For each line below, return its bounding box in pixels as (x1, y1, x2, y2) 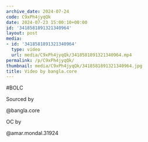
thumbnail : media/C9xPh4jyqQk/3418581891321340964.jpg (6, 63, 143, 69)
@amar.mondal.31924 (6, 130, 58, 137)
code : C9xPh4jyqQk (6, 14, 51, 20)
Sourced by (6, 96, 34, 103)
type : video (11, 47, 41, 53)
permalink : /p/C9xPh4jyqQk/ (6, 57, 75, 63)
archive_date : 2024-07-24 (6, 8, 69, 15)
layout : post (6, 30, 38, 36)
